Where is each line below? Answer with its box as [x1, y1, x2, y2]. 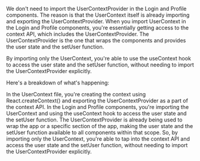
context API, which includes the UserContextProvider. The [6, 31, 149, 38]
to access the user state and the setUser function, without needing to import [6, 61, 194, 68]
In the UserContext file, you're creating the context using [6, 91, 146, 98]
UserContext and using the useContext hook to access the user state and [6, 110, 187, 117]
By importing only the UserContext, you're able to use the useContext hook [6, 55, 191, 62]
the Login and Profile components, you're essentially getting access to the [6, 24, 189, 31]
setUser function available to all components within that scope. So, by [6, 129, 178, 136]
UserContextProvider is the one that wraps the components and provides [6, 37, 186, 44]
